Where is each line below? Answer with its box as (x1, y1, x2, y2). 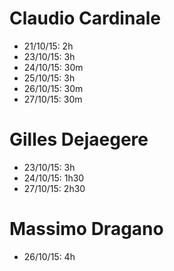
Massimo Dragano (9, 218, 164, 241)
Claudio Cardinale (9, 7, 161, 30)
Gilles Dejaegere (9, 128, 149, 151)
